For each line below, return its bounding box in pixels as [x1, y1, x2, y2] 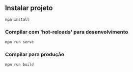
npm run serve [5, 39, 34, 45]
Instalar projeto [5, 4, 53, 12]
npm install [5, 17, 29, 22]
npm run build [5, 62, 34, 67]
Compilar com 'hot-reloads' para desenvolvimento [5, 28, 129, 35]
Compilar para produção [5, 51, 65, 58]
